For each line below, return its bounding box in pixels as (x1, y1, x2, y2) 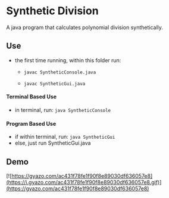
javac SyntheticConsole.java (23, 69, 96, 75)
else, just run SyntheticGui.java (14, 139, 91, 146)
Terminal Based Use (6, 93, 57, 100)
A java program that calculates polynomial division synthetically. (6, 24, 164, 31)
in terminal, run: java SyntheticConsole (14, 106, 111, 113)
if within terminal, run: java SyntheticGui (14, 133, 115, 140)
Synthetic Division (6, 4, 99, 18)
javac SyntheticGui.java (23, 81, 86, 87)
